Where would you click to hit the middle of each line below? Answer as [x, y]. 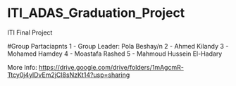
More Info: [22, 67]
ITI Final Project [30, 32]
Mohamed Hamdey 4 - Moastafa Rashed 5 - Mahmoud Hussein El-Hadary [115, 54]
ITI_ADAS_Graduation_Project [96, 13]
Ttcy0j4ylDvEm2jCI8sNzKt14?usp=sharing [69, 75]
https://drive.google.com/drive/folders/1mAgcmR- [111, 67]
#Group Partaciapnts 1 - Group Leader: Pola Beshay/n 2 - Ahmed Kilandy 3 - [118, 46]
